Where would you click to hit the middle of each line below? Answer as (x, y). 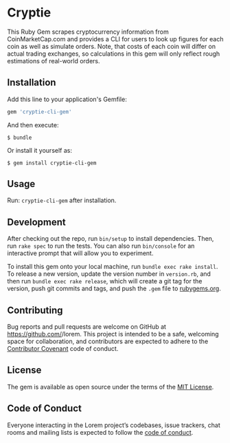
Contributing (35, 310)
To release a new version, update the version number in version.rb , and (109, 274)
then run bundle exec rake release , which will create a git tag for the (105, 281)
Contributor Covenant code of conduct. (63, 349)
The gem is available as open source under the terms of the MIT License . (111, 387)
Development (37, 222)
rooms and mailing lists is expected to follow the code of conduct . (100, 432)
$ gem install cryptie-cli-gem (52, 163)
